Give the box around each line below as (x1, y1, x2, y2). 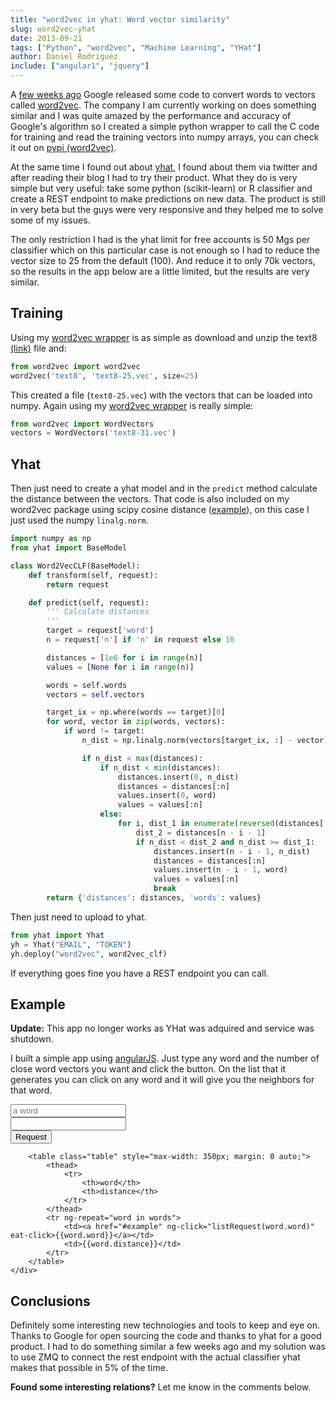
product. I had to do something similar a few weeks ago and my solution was (10, 1341, 327, 1353)
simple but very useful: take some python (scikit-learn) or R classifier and (10, 182, 313, 194)
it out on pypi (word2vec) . (10, 142, 117, 153)
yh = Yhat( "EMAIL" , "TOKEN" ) (10, 939, 132, 950)
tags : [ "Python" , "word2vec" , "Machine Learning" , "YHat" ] (10, 42, 262, 53)
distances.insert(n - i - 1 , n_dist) (153, 846, 311, 856)
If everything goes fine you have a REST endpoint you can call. (10, 967, 269, 979)
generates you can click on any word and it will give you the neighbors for (10, 1074, 315, 1086)
